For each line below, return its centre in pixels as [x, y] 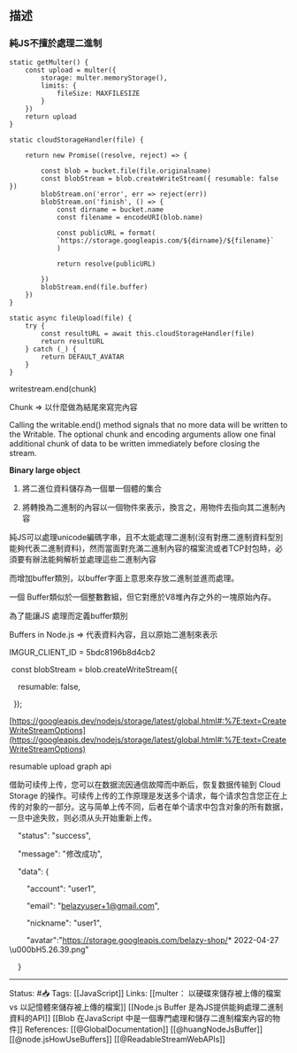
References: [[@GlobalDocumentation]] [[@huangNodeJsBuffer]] [144, 1029]
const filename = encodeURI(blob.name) [129, 217]
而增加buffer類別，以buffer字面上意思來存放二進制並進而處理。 [124, 577]
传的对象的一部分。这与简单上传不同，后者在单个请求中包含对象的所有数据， [148, 806]
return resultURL [72, 341]
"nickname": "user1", [64, 923]
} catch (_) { [51, 349]
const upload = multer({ [71, 70]
